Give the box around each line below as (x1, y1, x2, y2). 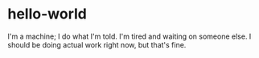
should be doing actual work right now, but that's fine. (7, 39, 187, 49)
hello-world (7, 5, 88, 23)
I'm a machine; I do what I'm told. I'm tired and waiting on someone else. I (7, 31, 252, 41)
